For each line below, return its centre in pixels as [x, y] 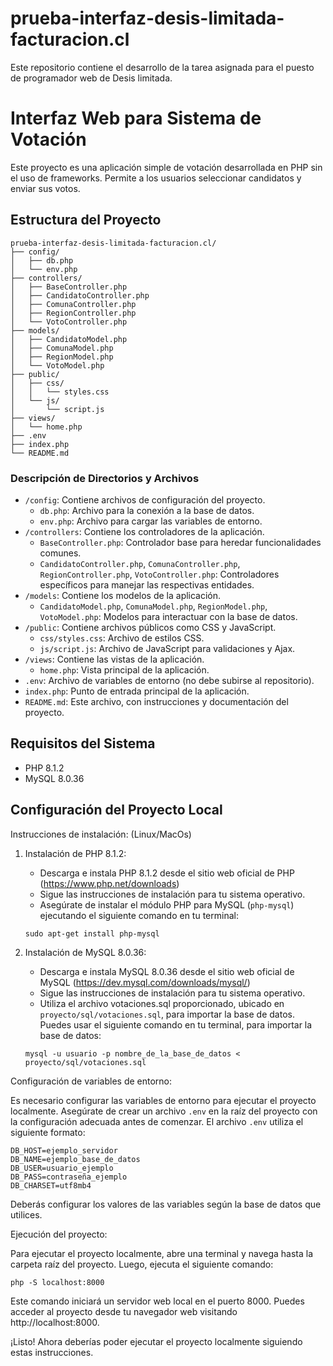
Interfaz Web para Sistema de [136, 118]
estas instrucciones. [52, 1352]
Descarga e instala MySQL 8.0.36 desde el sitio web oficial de [167, 971]
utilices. [26, 1214]
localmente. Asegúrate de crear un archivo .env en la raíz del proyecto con [164, 1111]
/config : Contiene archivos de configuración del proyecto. [145, 499]
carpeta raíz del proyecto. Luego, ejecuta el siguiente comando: [142, 1264]
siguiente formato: [48, 1132]
